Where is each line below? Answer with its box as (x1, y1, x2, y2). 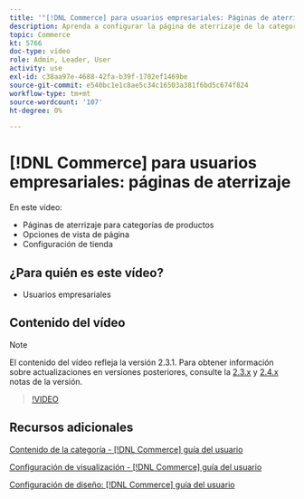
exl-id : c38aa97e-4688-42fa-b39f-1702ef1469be (9, 72, 188, 82)
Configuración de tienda (22, 239, 113, 250)
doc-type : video (9, 47, 71, 56)
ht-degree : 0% (9, 106, 63, 115)
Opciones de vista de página (22, 229, 129, 240)
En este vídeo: (9, 202, 63, 213)
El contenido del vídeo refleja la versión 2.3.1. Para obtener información (9, 357, 274, 368)
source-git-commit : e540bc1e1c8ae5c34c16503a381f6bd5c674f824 (9, 81, 249, 90)
